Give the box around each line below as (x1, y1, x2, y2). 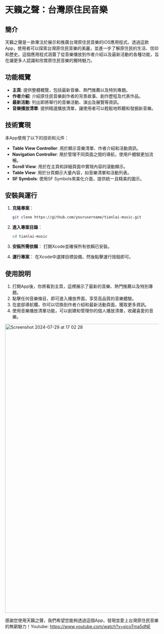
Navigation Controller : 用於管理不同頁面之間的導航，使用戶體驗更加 (12, 151, 149, 157)
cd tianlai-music (12, 234, 48, 239)
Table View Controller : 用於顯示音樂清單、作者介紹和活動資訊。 (12, 145, 141, 151)
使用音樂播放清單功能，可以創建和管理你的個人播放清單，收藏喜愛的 (12, 308, 149, 314)
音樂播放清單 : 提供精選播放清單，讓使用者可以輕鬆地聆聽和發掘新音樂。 (12, 105, 156, 111)
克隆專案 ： (12, 205, 34, 211)
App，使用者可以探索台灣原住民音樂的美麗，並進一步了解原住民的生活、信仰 (5, 45, 159, 51)
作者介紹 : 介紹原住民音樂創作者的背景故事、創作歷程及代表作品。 (12, 93, 143, 99)
